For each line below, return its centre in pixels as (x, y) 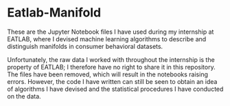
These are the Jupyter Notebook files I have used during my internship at (111, 32)
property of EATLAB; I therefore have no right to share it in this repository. (111, 67)
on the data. (24, 96)
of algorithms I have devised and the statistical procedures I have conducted (115, 89)
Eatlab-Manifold (54, 13)
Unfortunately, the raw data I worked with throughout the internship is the (111, 59)
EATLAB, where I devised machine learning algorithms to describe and (107, 39)
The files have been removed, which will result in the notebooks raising (107, 74)
